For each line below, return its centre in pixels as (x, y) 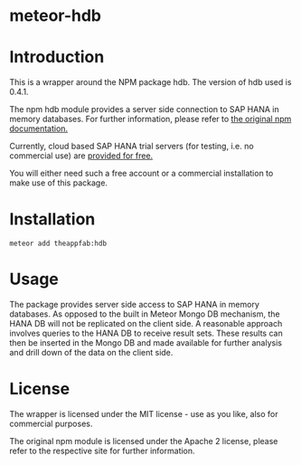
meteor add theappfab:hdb (58, 244)
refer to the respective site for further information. (103, 451)
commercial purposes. (51, 423)
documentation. (39, 128)
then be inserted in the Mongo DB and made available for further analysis (146, 343)
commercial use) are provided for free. (81, 156)
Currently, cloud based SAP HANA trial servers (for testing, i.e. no (132, 147)
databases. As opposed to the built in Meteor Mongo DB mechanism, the (145, 314)
